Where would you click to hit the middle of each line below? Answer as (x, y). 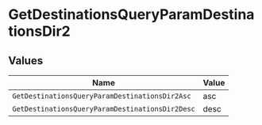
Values (26, 61)
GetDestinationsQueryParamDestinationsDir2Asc (102, 96)
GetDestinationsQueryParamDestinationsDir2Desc (104, 109)
